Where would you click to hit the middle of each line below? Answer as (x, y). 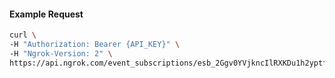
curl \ (23, 35)
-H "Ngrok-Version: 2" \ (61, 53)
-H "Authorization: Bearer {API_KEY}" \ (95, 45)
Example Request (46, 14)
